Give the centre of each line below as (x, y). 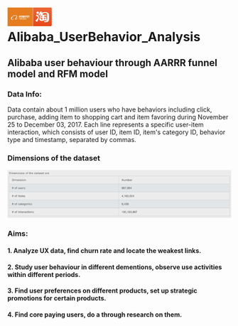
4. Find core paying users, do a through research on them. (95, 314)
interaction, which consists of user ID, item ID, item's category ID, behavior (117, 132)
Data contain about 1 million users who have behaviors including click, (110, 109)
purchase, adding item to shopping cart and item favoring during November (118, 117)
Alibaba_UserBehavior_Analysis (104, 37)
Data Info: (25, 94)
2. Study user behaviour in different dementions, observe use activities (115, 267)
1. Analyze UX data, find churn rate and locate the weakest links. (104, 251)
